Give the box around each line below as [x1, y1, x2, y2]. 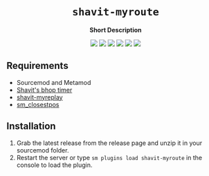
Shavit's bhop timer [16, 86, 73, 94]
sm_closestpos [16, 100, 60, 108]
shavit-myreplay [16, 92, 63, 101]
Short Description [89, 26, 143, 34]
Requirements [6, 60, 69, 72]
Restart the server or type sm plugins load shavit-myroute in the [16, 153, 202, 162]
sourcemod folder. [16, 146, 69, 154]
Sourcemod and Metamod [16, 78, 91, 86]
